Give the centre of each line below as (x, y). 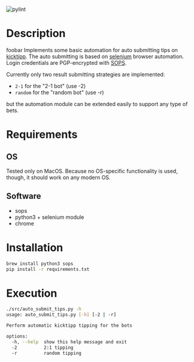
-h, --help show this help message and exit (69, 342)
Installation (35, 247)
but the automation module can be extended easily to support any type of (97, 104)
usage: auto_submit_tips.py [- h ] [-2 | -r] (61, 315)
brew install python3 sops (40, 264)
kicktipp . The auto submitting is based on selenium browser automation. (95, 56)
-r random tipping (47, 353)
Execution (32, 293)
